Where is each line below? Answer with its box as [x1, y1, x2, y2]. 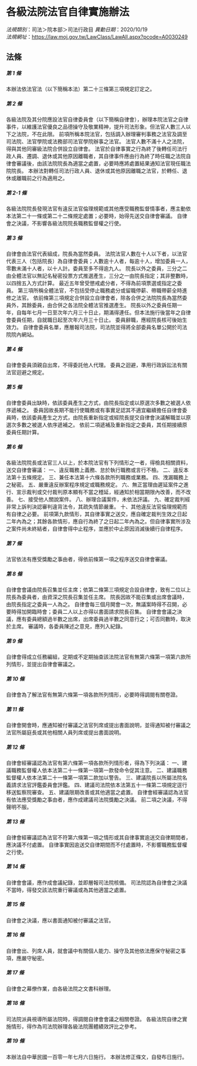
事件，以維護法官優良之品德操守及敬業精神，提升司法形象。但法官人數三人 [6, 123, 186, 130]
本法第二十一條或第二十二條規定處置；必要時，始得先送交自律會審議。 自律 [6, 213, 188, 220]
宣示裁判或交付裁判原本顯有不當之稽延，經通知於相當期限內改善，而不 [16, 489, 186, 496]
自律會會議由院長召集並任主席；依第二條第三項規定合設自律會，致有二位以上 [6, 586, 191, 593]
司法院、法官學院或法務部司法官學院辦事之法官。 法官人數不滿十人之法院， [6, 138, 188, 145]
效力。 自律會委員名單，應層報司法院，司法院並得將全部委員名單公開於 [6, 324, 177, 331]
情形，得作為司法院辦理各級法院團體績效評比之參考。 [11, 1023, 140, 1030]
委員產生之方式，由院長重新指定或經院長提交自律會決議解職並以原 [31, 414, 191, 421]
